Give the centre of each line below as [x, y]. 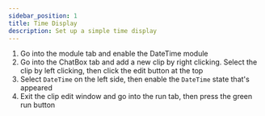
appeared [36, 88]
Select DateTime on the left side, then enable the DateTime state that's [135, 79]
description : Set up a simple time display [83, 31]
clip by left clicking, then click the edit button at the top [111, 71]
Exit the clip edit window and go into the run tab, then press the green [136, 97]
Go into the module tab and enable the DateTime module [114, 54]
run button [38, 105]
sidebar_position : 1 [43, 16]
